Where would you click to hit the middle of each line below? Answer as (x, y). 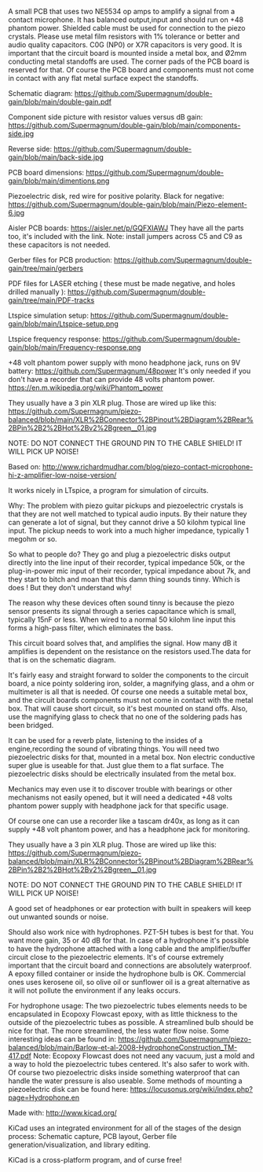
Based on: (24, 467)
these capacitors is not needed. (59, 244)
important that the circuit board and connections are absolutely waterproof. (130, 965)
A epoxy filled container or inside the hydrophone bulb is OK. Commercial (127, 974)
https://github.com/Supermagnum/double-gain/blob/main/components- (124, 125)
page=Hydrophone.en (44, 1097)
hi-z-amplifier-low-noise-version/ (62, 475)
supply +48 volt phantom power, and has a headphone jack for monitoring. (129, 829)
